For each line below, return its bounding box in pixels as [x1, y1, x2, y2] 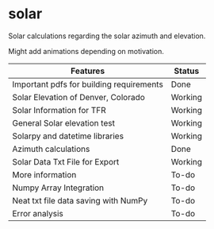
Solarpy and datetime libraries [12, 130, 124, 142]
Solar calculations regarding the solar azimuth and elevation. [8, 31, 206, 41]
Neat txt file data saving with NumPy [12, 195, 148, 206]
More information [12, 169, 77, 180]
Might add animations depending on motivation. [8, 46, 165, 56]
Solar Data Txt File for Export [12, 156, 120, 167]
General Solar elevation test [12, 117, 115, 128]
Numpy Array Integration [12, 182, 105, 193]
